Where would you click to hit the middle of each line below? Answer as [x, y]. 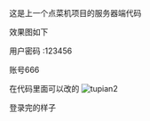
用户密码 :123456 [41, 51]
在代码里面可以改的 [44, 89]
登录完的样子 [32, 108]
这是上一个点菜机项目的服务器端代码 [75, 13]
